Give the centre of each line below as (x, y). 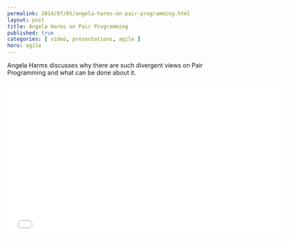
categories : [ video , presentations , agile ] (74, 39)
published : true (30, 33)
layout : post (26, 20)
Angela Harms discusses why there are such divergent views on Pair (105, 65)
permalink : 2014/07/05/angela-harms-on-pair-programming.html (99, 13)
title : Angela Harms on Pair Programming (68, 26)
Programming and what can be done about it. (72, 72)
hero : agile (24, 46)
